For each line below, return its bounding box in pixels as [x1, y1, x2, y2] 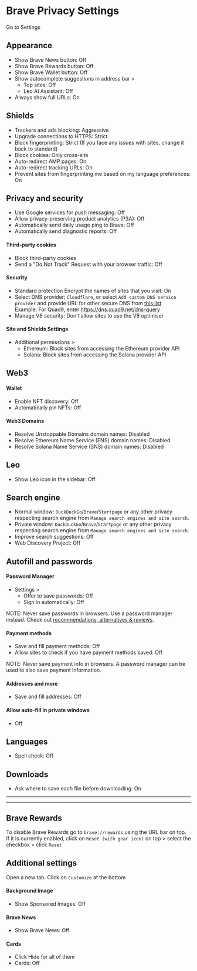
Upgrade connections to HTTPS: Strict [14, 132, 108, 139]
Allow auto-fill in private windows [6, 707, 90, 713]
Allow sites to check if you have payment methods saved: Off [14, 649, 163, 656]
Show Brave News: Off [14, 927, 70, 934]
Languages [6, 737, 48, 746]
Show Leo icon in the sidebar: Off [14, 475, 96, 483]
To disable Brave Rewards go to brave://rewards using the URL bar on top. [6, 829, 186, 836]
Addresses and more [6, 680, 58, 687]
